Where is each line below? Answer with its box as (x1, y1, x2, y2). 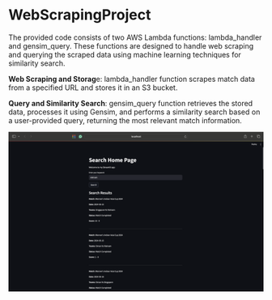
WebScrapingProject (8, 6, 151, 24)
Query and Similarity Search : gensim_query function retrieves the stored (8, 98, 253, 108)
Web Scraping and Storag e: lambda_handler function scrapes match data (8, 74, 255, 84)
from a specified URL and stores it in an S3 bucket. (8, 83, 178, 92)
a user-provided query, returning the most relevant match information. (8, 115, 243, 125)
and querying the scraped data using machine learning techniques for (8, 49, 241, 59)
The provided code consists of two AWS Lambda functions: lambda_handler (8, 32, 262, 42)
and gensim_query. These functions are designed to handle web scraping (8, 41, 253, 50)
